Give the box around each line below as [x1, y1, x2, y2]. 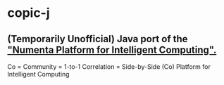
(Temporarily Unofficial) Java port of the [7, 33, 188, 45]
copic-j [7, 5, 51, 21]
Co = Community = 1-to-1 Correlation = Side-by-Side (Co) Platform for [7, 63, 211, 71]
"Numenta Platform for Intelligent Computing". [7, 44, 217, 55]
